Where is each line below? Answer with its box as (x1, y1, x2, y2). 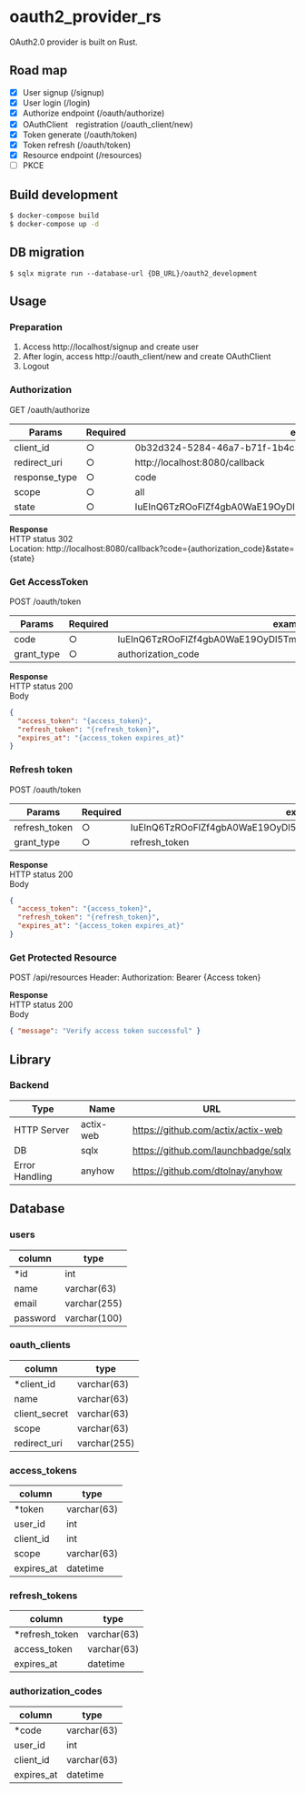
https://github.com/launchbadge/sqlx (132, 1143, 291, 1156)
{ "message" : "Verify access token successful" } (9, 1026, 202, 1036)
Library (9, 1052, 52, 1067)
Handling (14, 1170, 53, 1183)
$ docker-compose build (9, 211, 100, 220)
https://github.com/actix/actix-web (132, 1123, 283, 1136)
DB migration (9, 245, 84, 260)
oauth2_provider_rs (9, 6, 162, 27)
